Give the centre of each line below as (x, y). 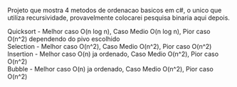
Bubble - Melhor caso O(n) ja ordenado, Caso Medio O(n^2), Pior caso (110, 69)
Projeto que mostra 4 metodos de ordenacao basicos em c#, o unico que (115, 10)
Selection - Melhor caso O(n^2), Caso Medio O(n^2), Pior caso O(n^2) (110, 46)
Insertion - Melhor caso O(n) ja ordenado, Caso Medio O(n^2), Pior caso (113, 54)
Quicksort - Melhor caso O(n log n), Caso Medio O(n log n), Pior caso (109, 31)
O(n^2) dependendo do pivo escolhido (64, 39)
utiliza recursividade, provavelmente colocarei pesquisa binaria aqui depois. (118, 18)
